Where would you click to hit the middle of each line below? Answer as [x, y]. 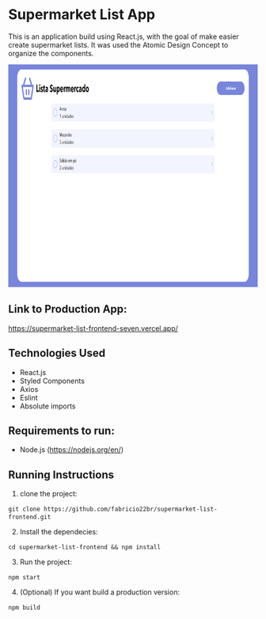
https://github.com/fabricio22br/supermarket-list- [130, 509]
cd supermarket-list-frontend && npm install [84, 548]
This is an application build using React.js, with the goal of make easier [123, 36]
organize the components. [51, 53]
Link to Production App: [68, 309]
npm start [25, 578]
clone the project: [48, 494]
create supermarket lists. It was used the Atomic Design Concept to [118, 44]
